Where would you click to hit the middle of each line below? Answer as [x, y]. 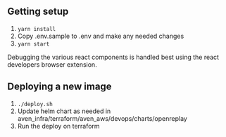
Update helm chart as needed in [64, 111]
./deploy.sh [35, 104]
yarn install [37, 29]
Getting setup [38, 12]
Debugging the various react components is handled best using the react [113, 57]
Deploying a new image [59, 87]
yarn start [33, 44]
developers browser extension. [52, 64]
